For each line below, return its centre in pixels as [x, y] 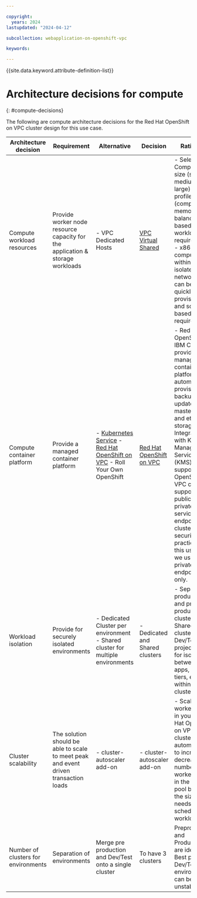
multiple [107, 655]
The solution [69, 734]
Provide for [68, 630]
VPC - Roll [111, 462]
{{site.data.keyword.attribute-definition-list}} [60, 70]
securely [64, 637]
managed [65, 451]
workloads [67, 266]
